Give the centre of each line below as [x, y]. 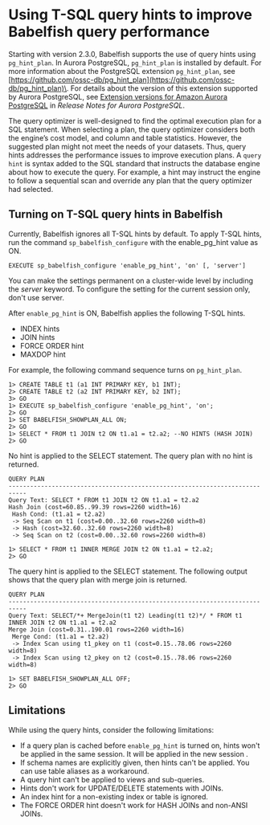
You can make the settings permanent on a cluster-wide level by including [131, 280]
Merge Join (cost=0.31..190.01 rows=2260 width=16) [96, 629]
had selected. [31, 189]
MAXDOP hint [43, 354]
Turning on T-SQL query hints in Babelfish [116, 214]
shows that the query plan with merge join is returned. [98, 579]
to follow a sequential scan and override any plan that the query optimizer [130, 180]
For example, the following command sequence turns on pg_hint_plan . [125, 370]
